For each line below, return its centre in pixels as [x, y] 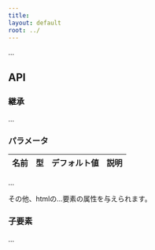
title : [19, 15]
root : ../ [24, 30]
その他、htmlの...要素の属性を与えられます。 [80, 199]
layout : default [35, 23]
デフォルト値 [76, 163]
